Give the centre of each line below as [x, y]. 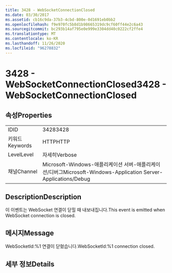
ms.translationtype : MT [31, 34]
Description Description [44, 197]
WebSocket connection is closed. [40, 216]
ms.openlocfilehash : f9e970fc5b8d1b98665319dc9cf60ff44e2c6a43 [74, 24]
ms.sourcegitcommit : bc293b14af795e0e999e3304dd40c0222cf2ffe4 [74, 29]
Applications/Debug [66, 179]
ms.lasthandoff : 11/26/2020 [35, 44]
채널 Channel [23, 171]
